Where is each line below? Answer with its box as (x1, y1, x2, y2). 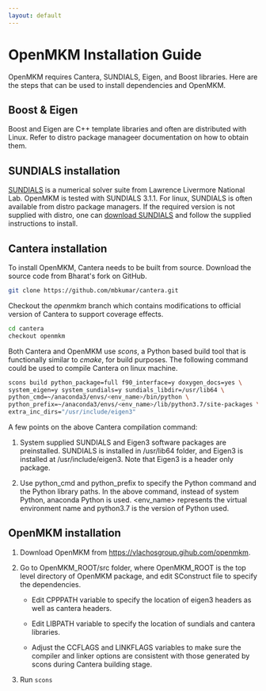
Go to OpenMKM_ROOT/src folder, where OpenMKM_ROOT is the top (19, 563, 247, 572)
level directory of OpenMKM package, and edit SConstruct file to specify (19, 571, 257, 581)
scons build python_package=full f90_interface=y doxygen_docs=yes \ (8, 378, 243, 387)
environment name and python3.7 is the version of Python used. (19, 504, 230, 513)
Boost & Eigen (8, 103, 78, 116)
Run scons (19, 674, 53, 684)
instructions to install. (8, 219, 78, 228)
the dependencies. (19, 579, 82, 589)
